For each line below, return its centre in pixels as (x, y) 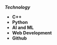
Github (19, 38)
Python (20, 22)
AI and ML (23, 27)
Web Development (32, 33)
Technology (18, 7)
